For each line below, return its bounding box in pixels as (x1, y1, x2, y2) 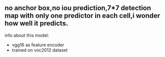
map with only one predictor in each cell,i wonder (4, 12, 161, 20)
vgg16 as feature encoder (11, 42, 64, 48)
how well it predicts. (4, 19, 68, 28)
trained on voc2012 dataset (11, 47, 68, 53)
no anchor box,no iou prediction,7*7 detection (4, 4, 152, 12)
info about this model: (4, 32, 49, 38)
